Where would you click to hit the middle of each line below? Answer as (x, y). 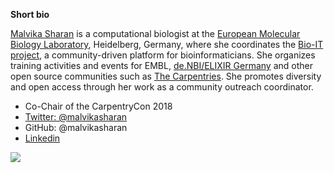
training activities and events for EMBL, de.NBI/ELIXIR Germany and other (161, 65)
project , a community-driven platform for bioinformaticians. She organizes (163, 55)
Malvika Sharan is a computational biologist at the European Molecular (155, 33)
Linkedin (42, 138)
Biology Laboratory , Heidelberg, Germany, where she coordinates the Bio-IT (167, 44)
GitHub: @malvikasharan (76, 127)
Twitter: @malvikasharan (76, 117)
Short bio (30, 14)
